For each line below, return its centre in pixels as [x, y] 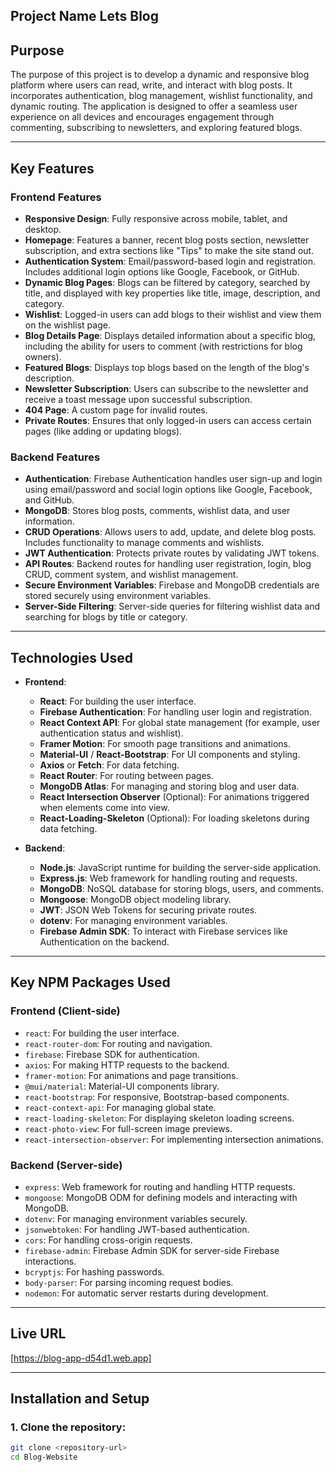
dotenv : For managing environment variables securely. [136, 1218]
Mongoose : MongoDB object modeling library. [135, 899]
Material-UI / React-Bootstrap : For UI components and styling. [170, 754]
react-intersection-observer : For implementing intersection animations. [174, 1139]
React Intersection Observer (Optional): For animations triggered [174, 797]
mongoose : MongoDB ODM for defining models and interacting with [161, 1197]
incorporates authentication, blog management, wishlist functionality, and [161, 96]
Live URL [38, 1334]
